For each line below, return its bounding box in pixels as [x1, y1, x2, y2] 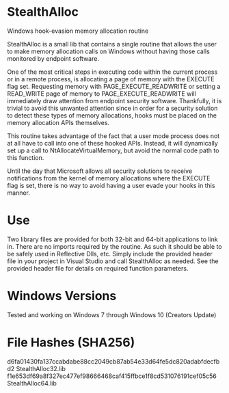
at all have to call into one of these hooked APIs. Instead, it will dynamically [7, 139, 219, 147]
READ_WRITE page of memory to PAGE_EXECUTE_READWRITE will [7, 90, 196, 98]
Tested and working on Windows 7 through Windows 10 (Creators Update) [7, 310, 217, 319]
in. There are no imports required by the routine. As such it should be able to [7, 242, 222, 250]
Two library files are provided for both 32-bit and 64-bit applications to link [7, 235, 218, 243]
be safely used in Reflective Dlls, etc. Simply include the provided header [7, 249, 213, 258]
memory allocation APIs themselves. [7, 118, 110, 126]
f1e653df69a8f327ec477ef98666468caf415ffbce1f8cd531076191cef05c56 [7, 372, 217, 380]
